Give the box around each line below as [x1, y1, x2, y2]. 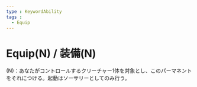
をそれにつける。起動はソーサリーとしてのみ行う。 [6, 75, 130, 82]
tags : [6, 14, 22, 20]
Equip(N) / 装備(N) [6, 46, 96, 60]
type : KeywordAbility [6, 8, 62, 15]
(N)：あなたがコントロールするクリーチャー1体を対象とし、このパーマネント [6, 67, 192, 74]
